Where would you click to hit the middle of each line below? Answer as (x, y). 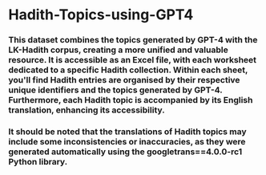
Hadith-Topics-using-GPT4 (101, 15)
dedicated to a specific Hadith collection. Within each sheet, (128, 70)
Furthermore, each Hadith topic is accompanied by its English (131, 100)
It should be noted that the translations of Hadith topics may (127, 132)
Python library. (38, 162)
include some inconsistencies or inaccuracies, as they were (127, 142)
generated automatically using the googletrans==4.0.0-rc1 (125, 152)
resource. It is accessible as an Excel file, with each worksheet (133, 60)
